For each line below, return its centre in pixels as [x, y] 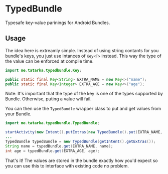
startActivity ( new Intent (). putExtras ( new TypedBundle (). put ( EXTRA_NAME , [84, 132]
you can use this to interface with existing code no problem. [67, 165]
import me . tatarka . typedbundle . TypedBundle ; [52, 123]
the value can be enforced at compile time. [49, 61]
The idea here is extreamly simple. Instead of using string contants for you [82, 50]
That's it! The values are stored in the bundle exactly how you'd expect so [81, 160]
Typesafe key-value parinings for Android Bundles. [58, 23]
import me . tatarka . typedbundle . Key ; [43, 70]
